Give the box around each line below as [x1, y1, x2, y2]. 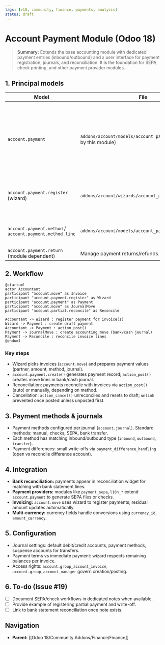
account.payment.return [7, 248, 63, 253]
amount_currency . [12, 515, 47, 521]
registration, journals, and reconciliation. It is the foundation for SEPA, [17, 60, 158, 65]
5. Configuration [5, 529, 56, 538]
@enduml [5, 338, 21, 343]
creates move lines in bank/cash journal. [12, 377, 94, 383]
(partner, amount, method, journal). [12, 366, 83, 372]
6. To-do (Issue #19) [5, 583, 68, 591]
